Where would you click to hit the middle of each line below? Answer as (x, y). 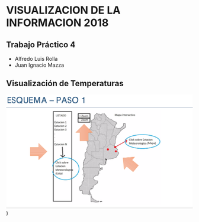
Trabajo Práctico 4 (41, 45)
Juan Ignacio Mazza (39, 65)
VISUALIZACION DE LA (63, 10)
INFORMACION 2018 (57, 23)
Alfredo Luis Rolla (36, 59)
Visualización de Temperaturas (65, 84)
